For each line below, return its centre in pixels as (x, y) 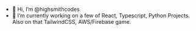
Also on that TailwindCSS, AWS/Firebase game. (72, 22)
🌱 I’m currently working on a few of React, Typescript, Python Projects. (101, 15)
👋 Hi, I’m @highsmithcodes (46, 9)
